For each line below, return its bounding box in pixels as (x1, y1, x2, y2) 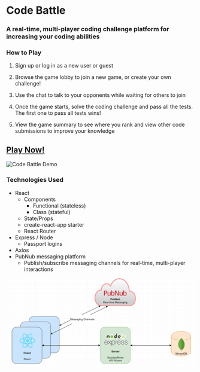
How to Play (6, 48, 42, 57)
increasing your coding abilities (6, 32, 100, 41)
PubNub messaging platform (14, 252, 86, 260)
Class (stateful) (32, 208, 71, 215)
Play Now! (6, 145, 45, 155)
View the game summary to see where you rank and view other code (14, 121, 185, 129)
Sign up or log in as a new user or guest (14, 62, 114, 69)
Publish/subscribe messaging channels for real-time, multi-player (23, 259, 186, 266)
